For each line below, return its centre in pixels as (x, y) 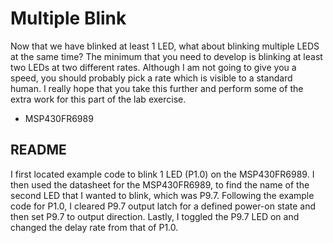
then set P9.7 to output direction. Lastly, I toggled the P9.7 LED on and (155, 216)
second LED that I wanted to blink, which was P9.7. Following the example (162, 195)
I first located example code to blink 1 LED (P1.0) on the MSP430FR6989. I (162, 174)
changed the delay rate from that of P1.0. (94, 227)
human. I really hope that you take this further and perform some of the (157, 88)
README (38, 150)
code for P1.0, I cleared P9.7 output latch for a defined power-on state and (163, 206)
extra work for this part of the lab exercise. (98, 99)
